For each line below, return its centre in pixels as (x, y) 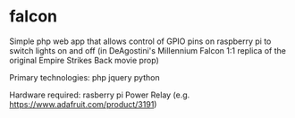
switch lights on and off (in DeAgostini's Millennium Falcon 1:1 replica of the (147, 50)
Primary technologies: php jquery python (84, 77)
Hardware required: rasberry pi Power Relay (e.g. (100, 95)
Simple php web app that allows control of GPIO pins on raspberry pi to (140, 41)
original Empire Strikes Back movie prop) (84, 60)
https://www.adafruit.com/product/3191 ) (83, 104)
